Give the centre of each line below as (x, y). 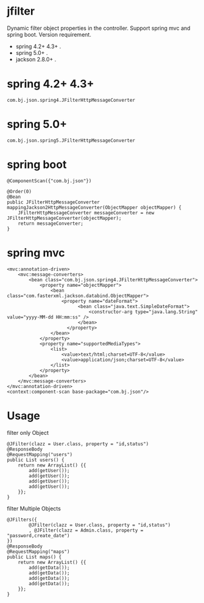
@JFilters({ (22, 520)
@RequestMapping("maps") (38, 552)
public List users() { (36, 460)
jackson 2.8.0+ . (36, 59)
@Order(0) (19, 191)
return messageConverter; (51, 224)
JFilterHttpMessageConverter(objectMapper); (64, 218)
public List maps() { (34, 557)
